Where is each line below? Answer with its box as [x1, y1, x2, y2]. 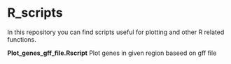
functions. [7, 35, 36, 43]
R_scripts [7, 5, 63, 21]
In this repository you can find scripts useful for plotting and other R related [7, 28, 225, 36]
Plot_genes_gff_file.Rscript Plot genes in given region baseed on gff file [7, 49, 217, 57]
